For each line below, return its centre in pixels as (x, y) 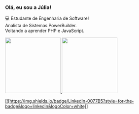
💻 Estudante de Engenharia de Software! (47, 18)
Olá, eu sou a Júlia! (28, 7)
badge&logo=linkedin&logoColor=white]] (47, 106)
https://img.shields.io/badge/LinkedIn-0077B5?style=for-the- (72, 101)
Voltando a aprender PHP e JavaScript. (45, 31)
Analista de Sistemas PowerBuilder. (41, 26)
